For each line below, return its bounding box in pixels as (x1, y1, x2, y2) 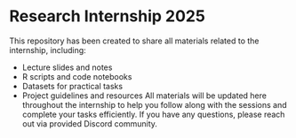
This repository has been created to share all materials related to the (9, 35, 260, 46)
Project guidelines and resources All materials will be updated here (21, 90, 267, 101)
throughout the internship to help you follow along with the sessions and (21, 99, 287, 110)
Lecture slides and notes (21, 62, 113, 73)
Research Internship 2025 (9, 6, 206, 27)
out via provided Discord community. (21, 118, 158, 129)
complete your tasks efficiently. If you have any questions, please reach (21, 109, 285, 119)
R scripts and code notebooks (21, 71, 132, 81)
